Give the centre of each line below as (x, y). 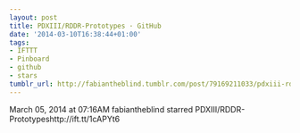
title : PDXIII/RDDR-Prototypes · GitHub (86, 26)
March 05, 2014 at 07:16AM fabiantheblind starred (101, 109)
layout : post (33, 17)
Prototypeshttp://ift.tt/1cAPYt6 (65, 119)
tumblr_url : (31, 84)
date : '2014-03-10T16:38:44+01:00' (75, 34)
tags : (19, 42)
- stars (24, 76)
